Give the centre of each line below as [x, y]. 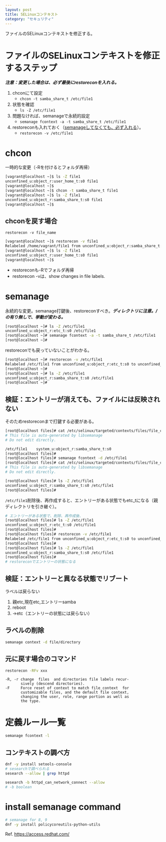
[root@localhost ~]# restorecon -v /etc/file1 [54, 360]
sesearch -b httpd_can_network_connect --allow [55, 782]
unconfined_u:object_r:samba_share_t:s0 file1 [54, 200]
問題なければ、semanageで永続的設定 [51, 116]
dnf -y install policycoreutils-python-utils [53, 825]
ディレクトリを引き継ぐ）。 [32, 506]
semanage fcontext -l [27, 736]
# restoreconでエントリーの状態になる [41, 562]
